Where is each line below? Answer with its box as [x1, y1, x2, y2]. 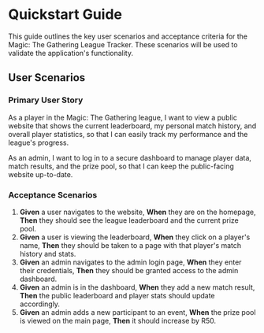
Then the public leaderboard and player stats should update [19, 290, 215, 300]
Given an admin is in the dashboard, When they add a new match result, [19, 282, 255, 292]
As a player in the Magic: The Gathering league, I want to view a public [8, 113, 238, 122]
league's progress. [8, 138, 69, 147]
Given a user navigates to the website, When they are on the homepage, [19, 207, 256, 216]
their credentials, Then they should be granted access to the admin [19, 265, 239, 275]
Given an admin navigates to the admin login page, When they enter [19, 257, 242, 267]
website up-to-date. [8, 169, 73, 179]
